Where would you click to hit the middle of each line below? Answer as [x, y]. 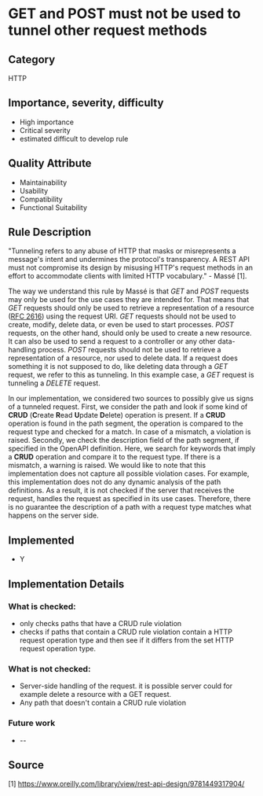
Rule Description [50, 232]
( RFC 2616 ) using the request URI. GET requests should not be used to [122, 316]
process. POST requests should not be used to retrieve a [130, 350]
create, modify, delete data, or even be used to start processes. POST [121, 325]
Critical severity [45, 130]
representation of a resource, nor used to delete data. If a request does [123, 358]
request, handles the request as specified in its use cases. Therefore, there [130, 499]
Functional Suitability [53, 207]
